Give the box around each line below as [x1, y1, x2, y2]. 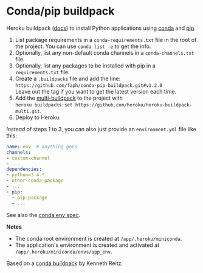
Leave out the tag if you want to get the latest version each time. [15, 88, 177, 95]
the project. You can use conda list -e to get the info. [15, 43, 151, 50]
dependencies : [6, 166, 43, 173]
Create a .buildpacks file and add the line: [15, 75, 121, 82]
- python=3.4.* [6, 172, 45, 178]
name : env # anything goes [6, 143, 78, 150]
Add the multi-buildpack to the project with [15, 94, 123, 102]
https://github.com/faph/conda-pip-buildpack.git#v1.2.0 [15, 82, 163, 89]
